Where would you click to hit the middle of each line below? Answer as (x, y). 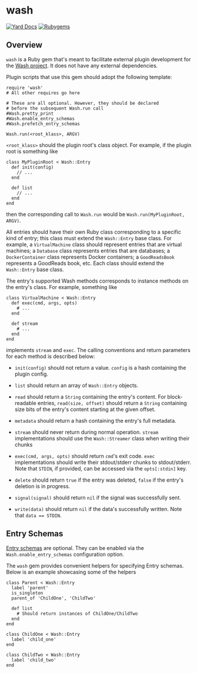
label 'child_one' (34, 639)
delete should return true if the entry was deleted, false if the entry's (99, 480)
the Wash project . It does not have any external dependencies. (82, 65)
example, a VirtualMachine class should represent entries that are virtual (94, 244)
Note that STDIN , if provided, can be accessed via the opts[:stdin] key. (101, 468)
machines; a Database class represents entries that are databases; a (88, 250)
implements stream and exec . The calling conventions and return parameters (98, 350)
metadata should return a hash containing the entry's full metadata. (95, 420)
